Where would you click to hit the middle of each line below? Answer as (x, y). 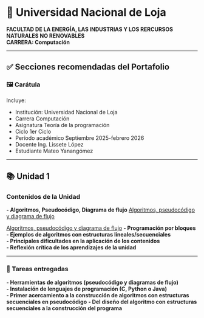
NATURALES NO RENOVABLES (46, 35)
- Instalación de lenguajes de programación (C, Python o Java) (87, 289)
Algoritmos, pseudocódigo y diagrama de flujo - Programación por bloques (101, 228)
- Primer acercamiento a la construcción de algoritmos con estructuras (98, 295)
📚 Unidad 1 (28, 177)
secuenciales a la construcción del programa (64, 308)
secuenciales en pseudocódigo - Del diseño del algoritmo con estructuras (102, 302)
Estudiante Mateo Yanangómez (54, 151)
